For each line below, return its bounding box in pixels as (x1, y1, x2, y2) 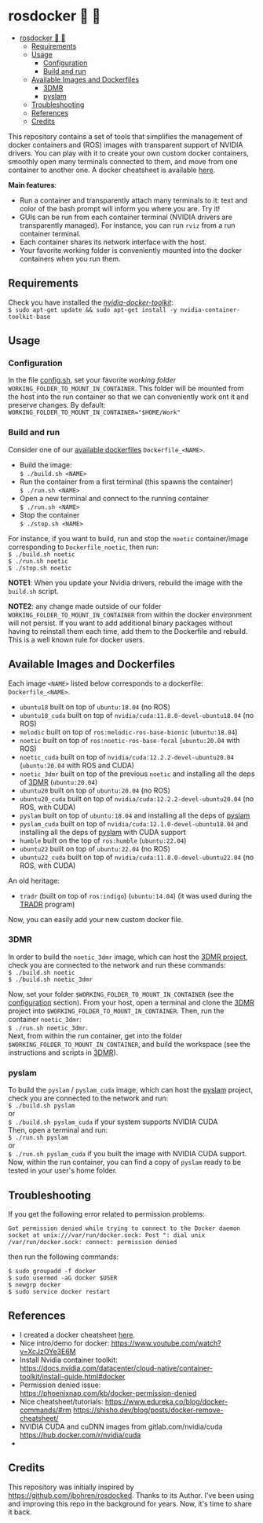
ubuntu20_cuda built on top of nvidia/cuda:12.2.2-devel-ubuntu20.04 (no (19, 793, 254, 804)
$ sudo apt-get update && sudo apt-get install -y (8, 306, 177, 313)
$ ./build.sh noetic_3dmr (8, 976, 93, 983)
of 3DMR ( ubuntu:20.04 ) (19, 777, 98, 786)
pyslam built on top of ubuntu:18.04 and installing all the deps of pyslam (19, 811, 250, 820)
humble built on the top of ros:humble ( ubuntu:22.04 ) (19, 836, 187, 845)
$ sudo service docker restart (8, 1287, 111, 1295)
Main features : (8, 180, 57, 189)
